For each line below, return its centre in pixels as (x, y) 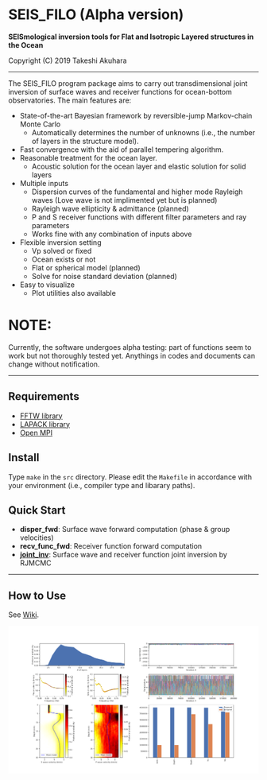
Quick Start (37, 510)
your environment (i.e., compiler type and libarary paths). (102, 485)
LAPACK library (44, 424)
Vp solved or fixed (62, 250)
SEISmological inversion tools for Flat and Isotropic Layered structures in (131, 37)
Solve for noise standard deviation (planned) (104, 276)
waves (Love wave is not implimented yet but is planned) (124, 200)
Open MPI (36, 433)
